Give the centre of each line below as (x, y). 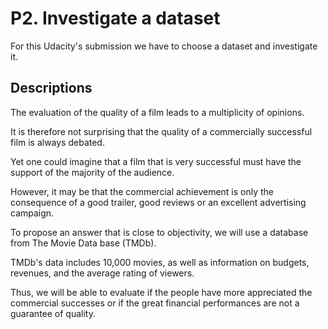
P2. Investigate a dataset (115, 18)
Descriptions (51, 88)
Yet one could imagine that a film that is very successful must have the (156, 161)
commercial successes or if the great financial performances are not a (155, 303)
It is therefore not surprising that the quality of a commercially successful (161, 131)
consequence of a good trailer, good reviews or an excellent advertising (158, 202)
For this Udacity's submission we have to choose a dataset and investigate (164, 46)
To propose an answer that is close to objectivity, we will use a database (159, 232)
